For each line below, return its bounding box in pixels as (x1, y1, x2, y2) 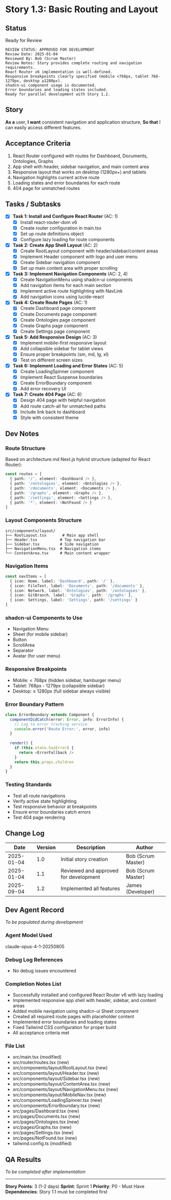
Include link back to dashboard (20, 409, 85, 415)
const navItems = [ (5, 574, 47, 579)
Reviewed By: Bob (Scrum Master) (5, 56, 76, 61)
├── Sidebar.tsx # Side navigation (5, 541, 99, 547)
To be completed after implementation (5, 1169, 85, 1175)
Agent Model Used (5, 932, 52, 939)
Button (12, 637, 27, 643)
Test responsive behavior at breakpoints (12, 803, 97, 810)
